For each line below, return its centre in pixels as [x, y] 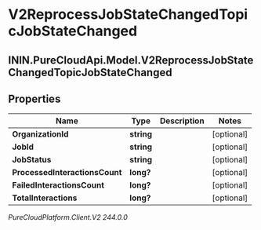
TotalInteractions [45, 198]
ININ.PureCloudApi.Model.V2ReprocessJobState [131, 60]
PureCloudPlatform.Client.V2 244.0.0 [68, 217]
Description [182, 121]
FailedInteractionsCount [58, 185]
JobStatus [32, 160]
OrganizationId [40, 134]
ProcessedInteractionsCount [67, 173]
